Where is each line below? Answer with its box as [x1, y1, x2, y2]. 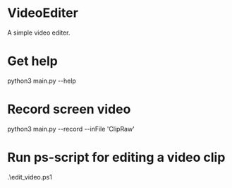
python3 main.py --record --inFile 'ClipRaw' [7, 124, 135, 133]
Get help [7, 53, 58, 69]
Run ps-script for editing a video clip [7, 150, 226, 165]
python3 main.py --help [7, 76, 76, 85]
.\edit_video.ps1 [7, 172, 53, 181]
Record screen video [7, 101, 131, 117]
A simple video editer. [7, 28, 71, 37]
